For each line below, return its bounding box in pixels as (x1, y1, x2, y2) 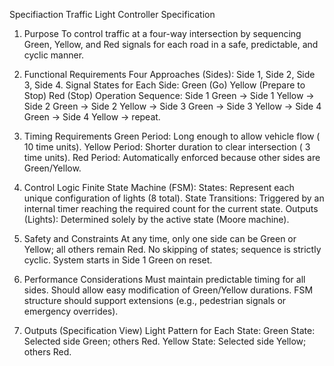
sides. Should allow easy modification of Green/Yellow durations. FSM (23, 284, 314, 296)
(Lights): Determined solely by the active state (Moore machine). (23, 214, 290, 225)
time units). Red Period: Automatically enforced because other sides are (23, 152, 321, 163)
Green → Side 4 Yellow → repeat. (23, 111, 161, 123)
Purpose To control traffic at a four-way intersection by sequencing (23, 28, 302, 39)
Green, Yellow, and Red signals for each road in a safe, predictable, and (23, 39, 319, 50)
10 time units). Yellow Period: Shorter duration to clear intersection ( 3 (23, 141, 311, 153)
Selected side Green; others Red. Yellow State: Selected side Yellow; (23, 335, 307, 347)
